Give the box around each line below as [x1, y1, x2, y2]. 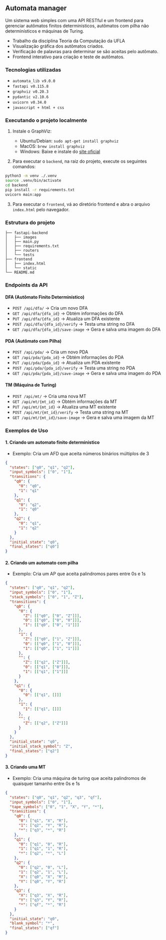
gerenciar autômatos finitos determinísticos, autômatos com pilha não [5, 23, 149, 29]
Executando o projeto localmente [5, 117, 87, 124]
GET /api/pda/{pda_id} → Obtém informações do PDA [12, 354, 124, 360]
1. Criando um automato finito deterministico [5, 439, 100, 446]
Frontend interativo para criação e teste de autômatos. [12, 54, 125, 60]
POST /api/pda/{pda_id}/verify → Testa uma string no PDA [12, 365, 135, 371]
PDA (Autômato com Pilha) [5, 338, 61, 344]
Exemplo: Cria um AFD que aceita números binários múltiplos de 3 [12, 450, 149, 456]
